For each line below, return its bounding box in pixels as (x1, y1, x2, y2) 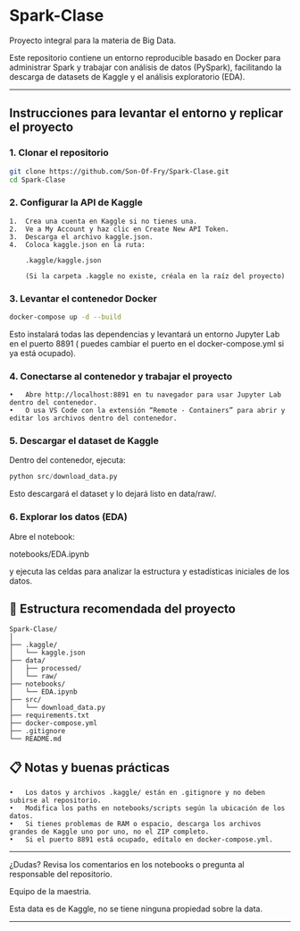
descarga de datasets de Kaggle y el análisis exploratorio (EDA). (9, 71, 246, 81)
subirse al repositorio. (9, 796, 102, 806)
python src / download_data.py (9, 472, 118, 482)
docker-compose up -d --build (9, 312, 122, 321)
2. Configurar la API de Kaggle (9, 196, 143, 209)
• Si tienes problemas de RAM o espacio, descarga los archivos (9, 820, 262, 829)
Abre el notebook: (9, 531, 76, 542)
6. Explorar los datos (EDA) (9, 511, 128, 524)
